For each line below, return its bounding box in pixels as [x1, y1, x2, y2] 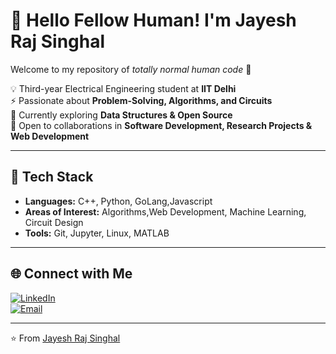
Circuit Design [24, 216, 84, 228]
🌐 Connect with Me [10, 265, 133, 283]
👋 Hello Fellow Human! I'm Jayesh [10, 9, 297, 32]
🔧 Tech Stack [10, 169, 94, 186]
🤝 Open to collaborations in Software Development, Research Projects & [10, 119, 313, 131]
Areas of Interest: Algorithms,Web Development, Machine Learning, [24, 205, 307, 218]
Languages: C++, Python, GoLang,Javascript [24, 195, 213, 207]
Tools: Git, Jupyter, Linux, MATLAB [24, 227, 170, 239]
